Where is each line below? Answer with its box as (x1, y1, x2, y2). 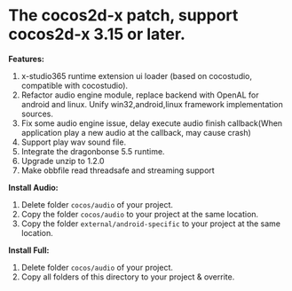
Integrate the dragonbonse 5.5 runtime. (20, 145, 165, 156)
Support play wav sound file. (20, 137, 126, 147)
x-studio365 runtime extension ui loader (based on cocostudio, (20, 70, 253, 81)
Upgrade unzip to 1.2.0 (20, 155, 105, 166)
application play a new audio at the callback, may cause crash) (20, 127, 252, 138)
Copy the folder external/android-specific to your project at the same (20, 218, 281, 229)
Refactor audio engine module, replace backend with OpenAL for (20, 90, 259, 100)
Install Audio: (8, 182, 59, 193)
